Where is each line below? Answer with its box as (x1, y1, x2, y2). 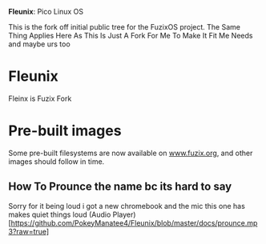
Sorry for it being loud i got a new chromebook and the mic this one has (8, 201, 246, 210)
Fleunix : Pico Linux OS (8, 7, 84, 16)
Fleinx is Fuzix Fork (8, 94, 72, 103)
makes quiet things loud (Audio (8, 210, 111, 219)
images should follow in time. (8, 156, 105, 166)
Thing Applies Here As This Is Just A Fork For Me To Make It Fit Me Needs (8, 31, 253, 40)
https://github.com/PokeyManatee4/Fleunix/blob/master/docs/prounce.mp (10, 218, 258, 227)
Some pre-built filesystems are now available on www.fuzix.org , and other (8, 148, 253, 158)
